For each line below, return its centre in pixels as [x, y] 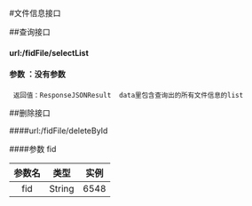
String [62, 188]
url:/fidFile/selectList [49, 52]
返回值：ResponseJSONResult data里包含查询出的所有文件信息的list [128, 95]
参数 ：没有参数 [38, 75]
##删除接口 [30, 113]
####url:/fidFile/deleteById [59, 131]
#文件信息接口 [35, 13]
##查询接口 [30, 32]
